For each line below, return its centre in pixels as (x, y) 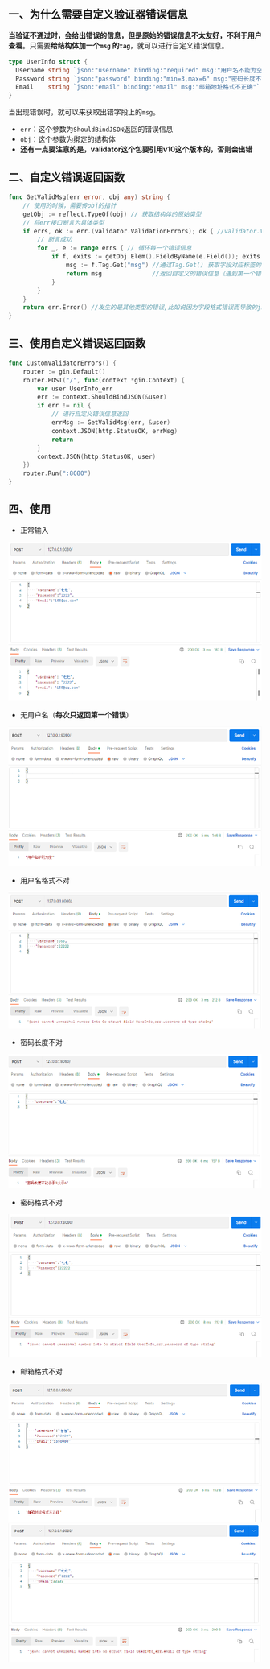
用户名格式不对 (45, 880)
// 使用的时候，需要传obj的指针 (70, 205)
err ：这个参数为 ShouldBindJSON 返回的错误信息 (96, 129)
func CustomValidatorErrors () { (62, 363)
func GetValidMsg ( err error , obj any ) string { (90, 197)
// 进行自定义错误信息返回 (90, 414)
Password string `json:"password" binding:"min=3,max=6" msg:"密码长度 (135, 79)
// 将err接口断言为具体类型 (63, 223)
